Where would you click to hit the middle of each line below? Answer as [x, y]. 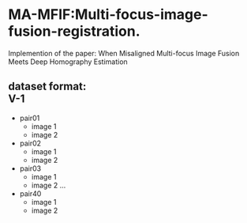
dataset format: [47, 87]
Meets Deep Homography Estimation [68, 62]
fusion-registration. [74, 31]
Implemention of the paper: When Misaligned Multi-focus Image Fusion [124, 53]
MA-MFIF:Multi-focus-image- [109, 15]
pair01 [30, 118]
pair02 [30, 143]
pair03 [30, 168]
